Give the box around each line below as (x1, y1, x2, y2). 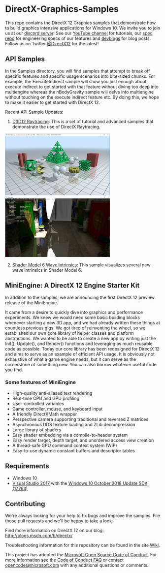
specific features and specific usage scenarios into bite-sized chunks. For (5, 73, 156, 79)
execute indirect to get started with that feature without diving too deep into (5, 84, 159, 90)
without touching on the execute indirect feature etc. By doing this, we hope (5, 94, 159, 100)
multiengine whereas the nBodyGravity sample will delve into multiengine (5, 89, 154, 95)
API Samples (5, 55, 45, 64)
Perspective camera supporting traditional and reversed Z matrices (12, 416, 149, 422)
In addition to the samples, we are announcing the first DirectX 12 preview (5, 294, 155, 300)
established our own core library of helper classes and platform (5, 330, 134, 336)
